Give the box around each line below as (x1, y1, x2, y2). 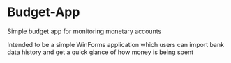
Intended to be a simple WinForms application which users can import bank (7, 40, 225, 48)
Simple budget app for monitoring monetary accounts (7, 27, 162, 35)
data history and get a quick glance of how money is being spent (7, 48, 194, 56)
